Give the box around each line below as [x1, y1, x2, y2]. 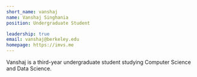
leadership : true [6, 31, 50, 37]
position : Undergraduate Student [6, 20, 90, 26]
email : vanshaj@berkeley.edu [6, 37, 80, 43]
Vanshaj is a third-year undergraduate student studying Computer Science [6, 58, 192, 66]
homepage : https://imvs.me [6, 42, 74, 48]
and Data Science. [6, 65, 52, 72]
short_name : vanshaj [6, 8, 58, 15]
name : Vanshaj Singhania [6, 14, 69, 20]
